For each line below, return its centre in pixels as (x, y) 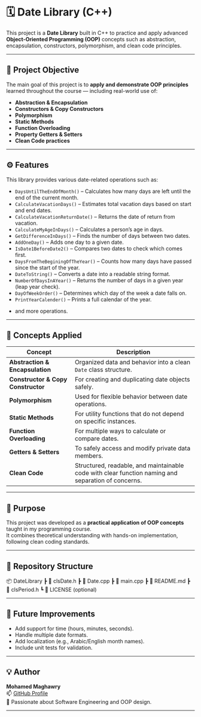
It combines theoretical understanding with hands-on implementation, (92, 536)
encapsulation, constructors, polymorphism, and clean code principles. (94, 46)
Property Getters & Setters (48, 134)
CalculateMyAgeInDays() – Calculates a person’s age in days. (89, 229)
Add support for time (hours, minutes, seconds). (74, 628)
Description (133, 352)
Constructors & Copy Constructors (59, 108)
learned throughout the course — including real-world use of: (82, 90)
